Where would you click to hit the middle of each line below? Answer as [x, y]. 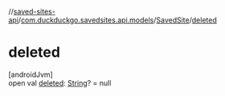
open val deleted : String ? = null [60, 82]
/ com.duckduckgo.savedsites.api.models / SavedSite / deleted [117, 20]
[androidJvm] [31, 74]
